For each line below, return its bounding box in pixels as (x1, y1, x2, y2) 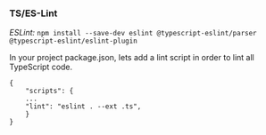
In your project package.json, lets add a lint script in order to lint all (9, 52, 254, 63)
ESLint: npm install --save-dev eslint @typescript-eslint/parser (9, 28, 257, 38)
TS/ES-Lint (9, 7, 58, 20)
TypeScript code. (9, 61, 73, 73)
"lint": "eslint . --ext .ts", (25, 102, 142, 111)
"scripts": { (25, 87, 74, 96)
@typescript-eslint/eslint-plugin (9, 36, 138, 46)
